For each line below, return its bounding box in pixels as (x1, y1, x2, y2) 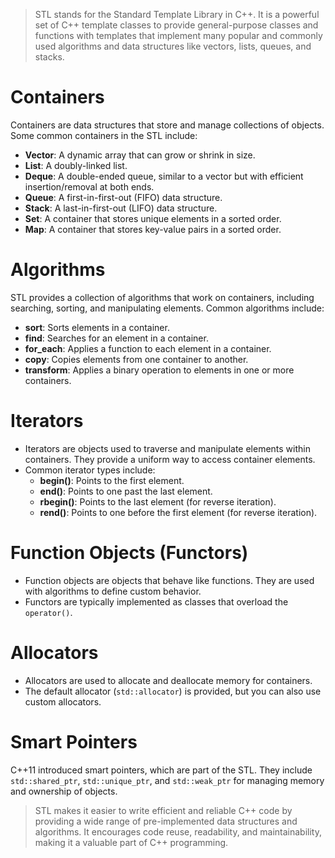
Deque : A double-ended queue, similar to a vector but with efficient (24, 170, 304, 182)
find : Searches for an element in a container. (24, 332, 209, 344)
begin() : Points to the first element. (39, 474, 185, 486)
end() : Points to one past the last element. (39, 485, 213, 497)
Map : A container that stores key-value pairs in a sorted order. (24, 223, 282, 235)
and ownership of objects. (10, 785, 118, 797)
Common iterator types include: (24, 464, 156, 476)
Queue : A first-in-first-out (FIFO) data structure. (24, 191, 223, 203)
